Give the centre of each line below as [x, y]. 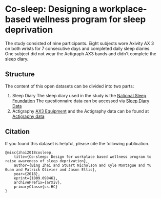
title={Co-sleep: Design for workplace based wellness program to [83, 157]
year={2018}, [27, 174]
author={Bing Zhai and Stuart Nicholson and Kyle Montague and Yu [83, 165]
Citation [18, 132]
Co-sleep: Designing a [51, 9]
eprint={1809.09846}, [36, 178]
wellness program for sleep [89, 19]
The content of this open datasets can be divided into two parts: [70, 86]
